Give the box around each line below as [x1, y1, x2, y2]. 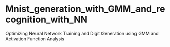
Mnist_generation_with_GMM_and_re [5, 3, 165, 15]
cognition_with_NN [5, 14, 88, 25]
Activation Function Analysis [5, 36, 65, 42]
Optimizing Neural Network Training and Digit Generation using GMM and [5, 30, 159, 36]
